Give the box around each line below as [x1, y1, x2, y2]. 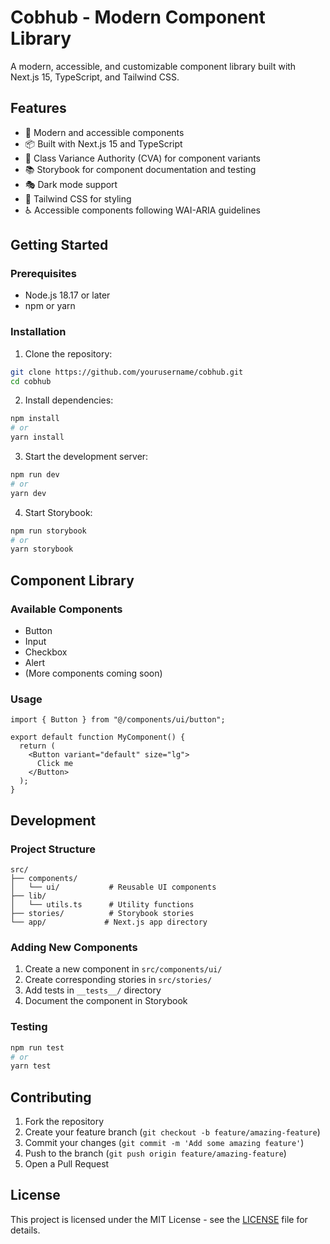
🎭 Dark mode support [24, 178, 118, 190]
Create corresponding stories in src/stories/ [24, 974, 213, 986]
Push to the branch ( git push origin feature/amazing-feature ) [24, 1147, 287, 1160]
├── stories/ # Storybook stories [10, 909, 195, 919]
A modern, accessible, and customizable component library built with [10, 60, 297, 72]
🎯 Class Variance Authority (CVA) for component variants [24, 152, 261, 164]
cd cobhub [10, 376, 52, 386]
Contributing [10, 1089, 92, 1106]
